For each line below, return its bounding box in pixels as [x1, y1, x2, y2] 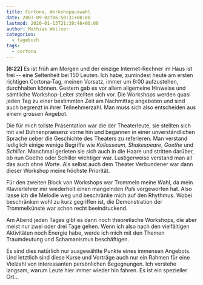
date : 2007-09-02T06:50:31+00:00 [6, 15, 91, 21]
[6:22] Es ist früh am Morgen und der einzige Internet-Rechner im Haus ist [6, 65, 193, 72]
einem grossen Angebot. [6, 110, 68, 117]
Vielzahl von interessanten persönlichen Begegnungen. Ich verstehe [6, 260, 177, 267]
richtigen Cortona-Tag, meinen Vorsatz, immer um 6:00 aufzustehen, [6, 78, 179, 85]
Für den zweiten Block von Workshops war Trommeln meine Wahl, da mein [6, 178, 193, 186]
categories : [6, 32, 36, 38]
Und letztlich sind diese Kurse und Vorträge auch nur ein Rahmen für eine [6, 253, 190, 261]
